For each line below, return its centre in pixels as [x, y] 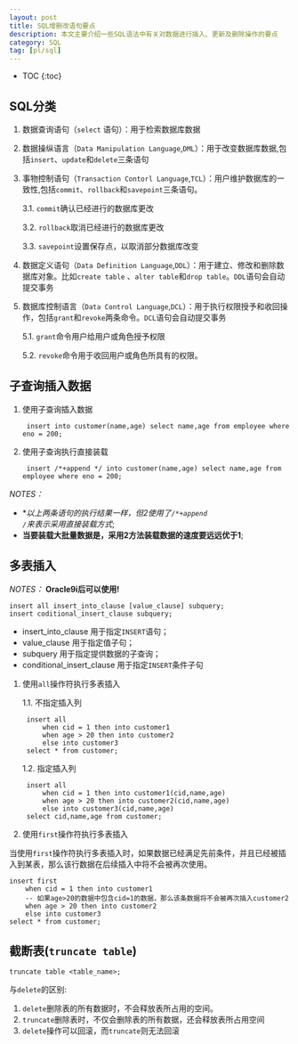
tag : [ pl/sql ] [36, 51]
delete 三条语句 [121, 159]
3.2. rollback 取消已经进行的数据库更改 [93, 227]
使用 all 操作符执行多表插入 [71, 683]
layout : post [33, 17]
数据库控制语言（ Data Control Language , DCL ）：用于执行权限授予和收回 [151, 306]
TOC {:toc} [42, 76]
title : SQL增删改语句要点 [52, 26]
